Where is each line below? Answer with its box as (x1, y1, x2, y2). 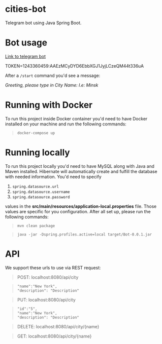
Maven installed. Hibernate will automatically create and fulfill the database (5, 168, 158, 174)
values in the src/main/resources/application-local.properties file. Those (5, 203, 157, 209)
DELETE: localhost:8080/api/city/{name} (17, 323, 99, 329)
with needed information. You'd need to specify (5, 174, 102, 180)
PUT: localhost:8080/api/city (17, 297, 76, 303)
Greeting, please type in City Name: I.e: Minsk (5, 82, 98, 88)
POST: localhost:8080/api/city (17, 274, 79, 280)
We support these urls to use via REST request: (5, 265, 101, 270)
